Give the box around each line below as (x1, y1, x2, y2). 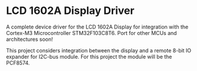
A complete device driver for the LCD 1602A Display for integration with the (6, 23, 189, 30)
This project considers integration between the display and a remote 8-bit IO (6, 47, 192, 54)
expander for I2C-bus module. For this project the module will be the (6, 53, 172, 60)
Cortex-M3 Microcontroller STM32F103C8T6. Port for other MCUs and (6, 29, 178, 36)
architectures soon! (6, 35, 54, 42)
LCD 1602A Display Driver (6, 4, 135, 17)
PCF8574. (6, 59, 31, 66)
